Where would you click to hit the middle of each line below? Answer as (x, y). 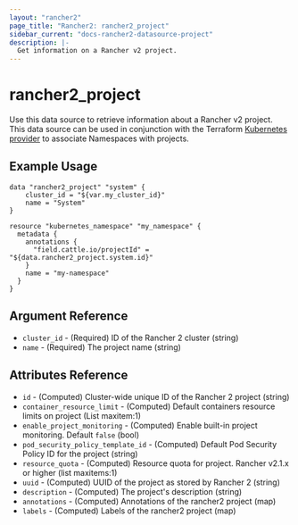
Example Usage (54, 167)
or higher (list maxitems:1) (70, 472)
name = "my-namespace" (67, 273)
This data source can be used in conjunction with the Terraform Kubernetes (149, 129)
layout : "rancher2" (46, 17)
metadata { (37, 234)
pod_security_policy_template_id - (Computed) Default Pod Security (149, 444)
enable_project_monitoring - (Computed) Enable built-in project (140, 425)
